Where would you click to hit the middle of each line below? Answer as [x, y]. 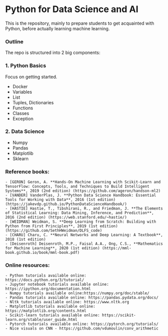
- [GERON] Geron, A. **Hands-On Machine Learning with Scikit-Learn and [83, 182]
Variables [22, 92]
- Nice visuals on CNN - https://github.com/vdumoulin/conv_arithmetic [82, 328]
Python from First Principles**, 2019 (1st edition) [62, 226]
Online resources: [28, 265]
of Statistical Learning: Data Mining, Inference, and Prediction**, [80, 213]
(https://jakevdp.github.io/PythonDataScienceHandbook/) [66, 204]
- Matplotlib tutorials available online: [50, 307]
